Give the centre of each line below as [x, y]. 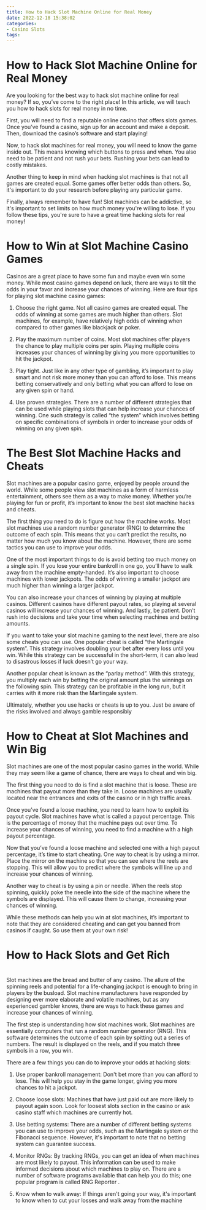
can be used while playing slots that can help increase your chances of [105, 409]
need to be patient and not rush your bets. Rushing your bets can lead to [98, 159]
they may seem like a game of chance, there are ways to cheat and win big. [102, 772]
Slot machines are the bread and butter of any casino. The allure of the [96, 980]
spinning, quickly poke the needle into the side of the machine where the [98, 892]
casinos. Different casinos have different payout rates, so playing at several [101, 603]
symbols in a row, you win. [40, 1051]
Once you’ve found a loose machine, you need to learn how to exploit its [97, 809]
